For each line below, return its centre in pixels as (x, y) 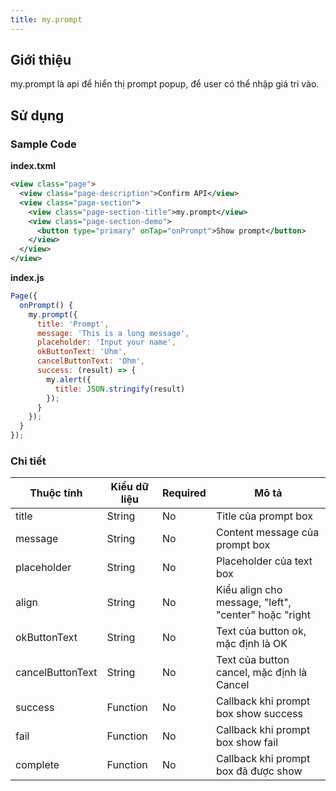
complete (37, 765)
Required (184, 493)
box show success (259, 714)
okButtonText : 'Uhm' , (82, 352)
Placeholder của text (264, 561)
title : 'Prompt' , (73, 324)
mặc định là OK (251, 644)
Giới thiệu (41, 60)
